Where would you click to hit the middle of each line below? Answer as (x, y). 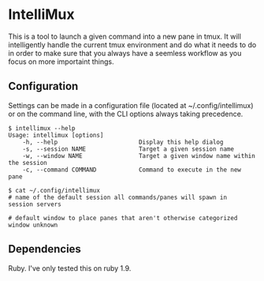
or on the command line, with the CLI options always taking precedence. (126, 114)
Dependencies (45, 249)
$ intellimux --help (42, 128)
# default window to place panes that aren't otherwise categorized (123, 218)
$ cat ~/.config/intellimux (54, 190)
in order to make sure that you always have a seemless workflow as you (125, 53)
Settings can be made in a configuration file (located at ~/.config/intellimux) (131, 105)
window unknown (33, 225)
